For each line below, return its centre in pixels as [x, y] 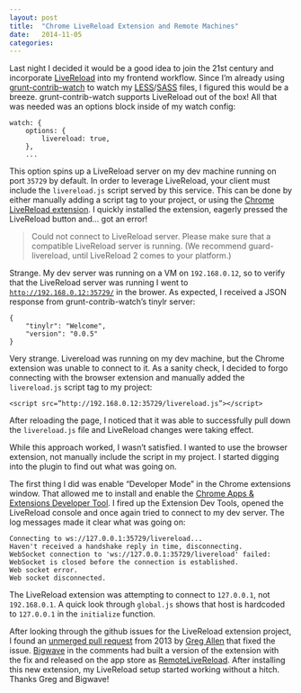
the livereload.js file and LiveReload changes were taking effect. [132, 430]
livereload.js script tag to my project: [81, 387]
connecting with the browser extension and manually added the [127, 378]
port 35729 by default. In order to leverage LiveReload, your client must [140, 181]
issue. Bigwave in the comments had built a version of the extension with [144, 651]
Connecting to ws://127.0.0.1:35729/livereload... [106, 539]
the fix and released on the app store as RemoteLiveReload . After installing [147, 660]
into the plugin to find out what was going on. [93, 467]
